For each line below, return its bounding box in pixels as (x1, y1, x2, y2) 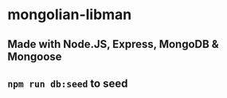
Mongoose (7, 49, 62, 63)
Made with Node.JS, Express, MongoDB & (7, 37, 220, 51)
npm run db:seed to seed (7, 76, 128, 90)
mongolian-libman (7, 6, 132, 24)
